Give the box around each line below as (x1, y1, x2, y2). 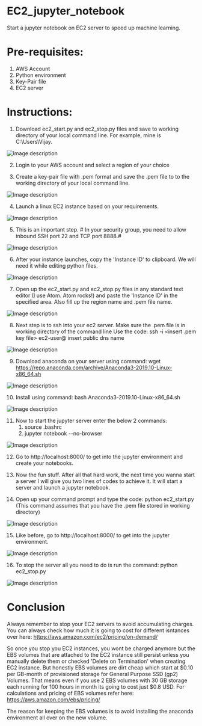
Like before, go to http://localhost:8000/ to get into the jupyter (15, 531, 170, 539)
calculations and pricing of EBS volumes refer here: (7, 689, 134, 697)
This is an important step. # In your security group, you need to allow (15, 226, 187, 233)
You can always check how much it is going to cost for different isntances (7, 627, 190, 634)
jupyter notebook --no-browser (24, 429, 103, 437)
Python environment (15, 71, 66, 79)
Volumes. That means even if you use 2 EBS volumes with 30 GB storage (7, 677, 188, 684)
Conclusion (7, 600, 66, 614)
